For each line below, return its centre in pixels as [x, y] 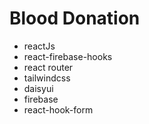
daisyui [38, 88]
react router [48, 67]
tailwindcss [47, 78]
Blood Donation [75, 18]
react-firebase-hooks [68, 56]
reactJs [39, 46]
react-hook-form [58, 109]
